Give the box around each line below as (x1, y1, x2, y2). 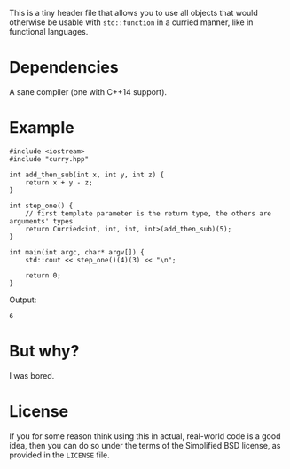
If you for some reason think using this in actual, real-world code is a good (9, 430, 281, 442)
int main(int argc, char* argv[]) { (9, 247, 145, 256)
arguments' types (9, 216, 74, 225)
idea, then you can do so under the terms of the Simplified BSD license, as (9, 440, 281, 450)
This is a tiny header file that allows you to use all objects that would (9, 8, 259, 18)
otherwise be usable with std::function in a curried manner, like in (9, 17, 254, 27)
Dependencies (9, 58, 119, 78)
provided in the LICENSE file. (9, 449, 111, 460)
